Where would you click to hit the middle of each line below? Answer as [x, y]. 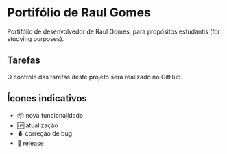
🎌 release [31, 143]
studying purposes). [36, 38]
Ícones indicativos [47, 98]
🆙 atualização [37, 125]
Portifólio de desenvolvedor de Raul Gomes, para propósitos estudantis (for [114, 31]
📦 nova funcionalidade [50, 115]
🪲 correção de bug [45, 133]
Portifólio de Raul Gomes [79, 13]
